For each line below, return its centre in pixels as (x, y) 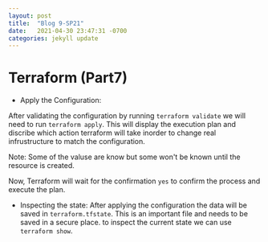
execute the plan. (37, 190)
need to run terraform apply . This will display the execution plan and (122, 125)
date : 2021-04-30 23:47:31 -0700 (68, 31)
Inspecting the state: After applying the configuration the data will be (133, 205)
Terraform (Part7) (68, 78)
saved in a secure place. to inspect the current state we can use (126, 223)
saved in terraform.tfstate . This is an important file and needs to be (134, 214)
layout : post (30, 16)
